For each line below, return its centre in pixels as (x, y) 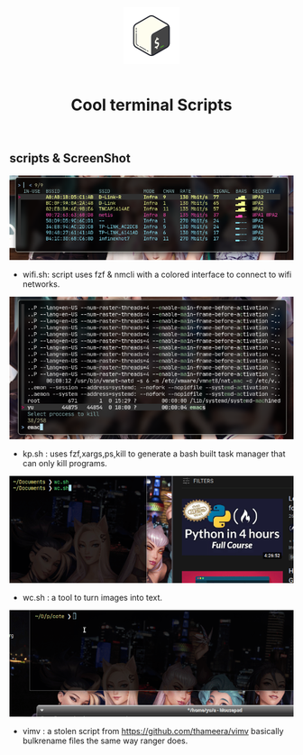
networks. (41, 284)
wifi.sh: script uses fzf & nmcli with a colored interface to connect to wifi (157, 275)
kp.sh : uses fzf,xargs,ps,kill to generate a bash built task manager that (154, 454)
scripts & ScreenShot (70, 158)
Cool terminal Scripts (151, 105)
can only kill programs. (65, 463)
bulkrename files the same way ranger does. (105, 741)
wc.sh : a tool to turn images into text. (92, 597)
